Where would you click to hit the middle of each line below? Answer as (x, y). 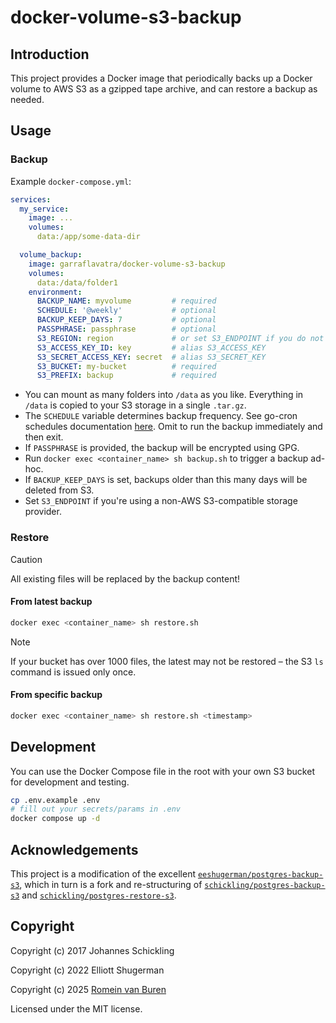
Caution (26, 559)
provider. (43, 512)
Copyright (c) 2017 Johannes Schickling (92, 950)
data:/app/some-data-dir (88, 237)
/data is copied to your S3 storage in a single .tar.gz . (135, 405)
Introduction (50, 54)
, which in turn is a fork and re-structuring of (111, 885)
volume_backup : (51, 255)
